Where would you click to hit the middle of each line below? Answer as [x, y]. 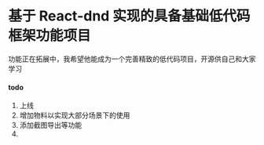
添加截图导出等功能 [51, 125]
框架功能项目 [50, 36]
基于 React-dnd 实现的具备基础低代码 [129, 16]
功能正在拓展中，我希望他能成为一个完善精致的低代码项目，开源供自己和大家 [132, 59]
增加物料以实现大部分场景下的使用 [75, 115]
